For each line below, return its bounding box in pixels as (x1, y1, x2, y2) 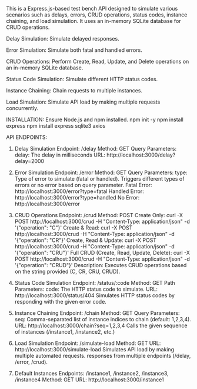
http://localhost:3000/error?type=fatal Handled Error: (14, 188, 144, 195)
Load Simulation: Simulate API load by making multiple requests (6, 98, 161, 105)
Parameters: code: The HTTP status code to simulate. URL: (14, 285, 158, 292)
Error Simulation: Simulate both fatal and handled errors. (6, 46, 142, 54)
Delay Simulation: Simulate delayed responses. (6, 35, 119, 42)
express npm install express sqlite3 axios (6, 122, 106, 129)
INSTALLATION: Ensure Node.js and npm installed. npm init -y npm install (6, 116, 183, 123)
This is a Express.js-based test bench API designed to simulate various (6, 5, 178, 12)
